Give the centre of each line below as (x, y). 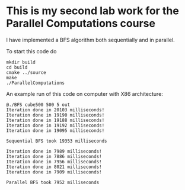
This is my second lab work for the (92, 11)
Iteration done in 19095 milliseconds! (55, 131)
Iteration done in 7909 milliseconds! (54, 172)
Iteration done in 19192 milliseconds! (55, 125)
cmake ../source (26, 72)
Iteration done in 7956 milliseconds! (54, 162)
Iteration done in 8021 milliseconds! (54, 167)
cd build (17, 67)
